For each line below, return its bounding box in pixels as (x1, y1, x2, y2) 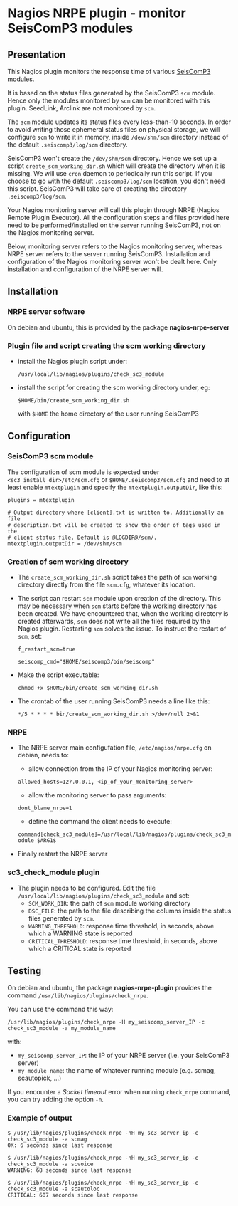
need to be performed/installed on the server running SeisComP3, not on (7, 221, 222, 229)
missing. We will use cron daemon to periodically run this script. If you (7, 169, 212, 177)
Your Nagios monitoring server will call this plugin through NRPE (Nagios (7, 206, 220, 214)
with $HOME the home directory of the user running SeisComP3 (17, 409, 199, 418)
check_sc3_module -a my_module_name (7, 1025, 116, 1032)
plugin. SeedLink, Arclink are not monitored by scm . (7, 104, 156, 112)
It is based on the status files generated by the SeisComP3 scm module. (7, 89, 216, 97)
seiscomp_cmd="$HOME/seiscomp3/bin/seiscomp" (17, 658, 155, 665)
